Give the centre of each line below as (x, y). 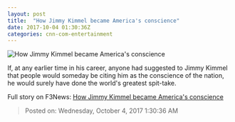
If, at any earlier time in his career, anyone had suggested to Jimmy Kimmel (117, 68)
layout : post (27, 14)
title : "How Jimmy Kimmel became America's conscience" (94, 21)
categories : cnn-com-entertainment (60, 34)
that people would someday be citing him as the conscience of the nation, (116, 76)
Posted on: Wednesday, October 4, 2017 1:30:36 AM (101, 111)
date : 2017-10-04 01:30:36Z (49, 27)
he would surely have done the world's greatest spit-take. (92, 83)
